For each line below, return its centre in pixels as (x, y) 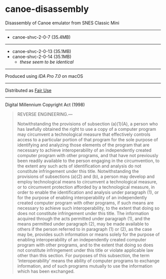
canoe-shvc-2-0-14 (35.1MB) (42, 56)
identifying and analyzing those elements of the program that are (83, 145)
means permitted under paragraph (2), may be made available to (83, 223)
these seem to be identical (47, 62)
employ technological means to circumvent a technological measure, (87, 181)
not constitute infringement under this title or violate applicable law (85, 250)
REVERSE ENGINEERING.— (45, 114)
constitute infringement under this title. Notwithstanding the (78, 171)
